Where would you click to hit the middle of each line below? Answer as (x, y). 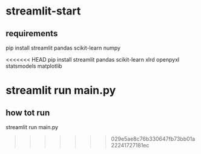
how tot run (28, 113)
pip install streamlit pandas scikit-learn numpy (63, 48)
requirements (32, 34)
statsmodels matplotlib (34, 66)
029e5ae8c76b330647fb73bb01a (153, 139)
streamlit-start (43, 11)
